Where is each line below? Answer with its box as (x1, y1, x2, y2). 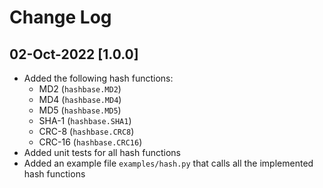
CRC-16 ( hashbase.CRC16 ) (38, 136, 143, 148)
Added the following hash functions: (23, 72, 174, 84)
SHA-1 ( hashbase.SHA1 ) (38, 115, 132, 126)
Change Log (9, 6, 112, 29)
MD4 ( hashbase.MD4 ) (38, 94, 122, 105)
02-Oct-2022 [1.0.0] (9, 46, 139, 63)
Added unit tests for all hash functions (23, 147, 181, 158)
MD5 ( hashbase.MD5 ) (38, 104, 122, 116)
